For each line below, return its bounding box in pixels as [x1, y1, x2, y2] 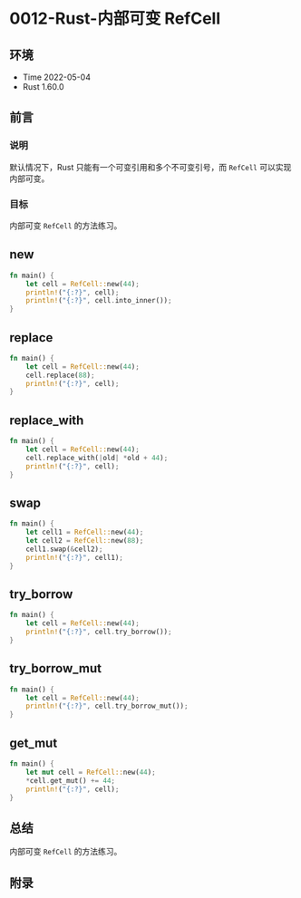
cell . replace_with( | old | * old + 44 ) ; [25, 453, 169, 462]
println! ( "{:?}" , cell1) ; [25, 553, 124, 562]
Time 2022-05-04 [22, 72, 91, 82]
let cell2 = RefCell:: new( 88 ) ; [25, 536, 144, 546]
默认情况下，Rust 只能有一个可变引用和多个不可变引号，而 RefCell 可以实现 [9, 161, 292, 172]
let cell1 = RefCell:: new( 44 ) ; [25, 527, 144, 537]
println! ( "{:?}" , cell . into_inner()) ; [25, 296, 172, 305]
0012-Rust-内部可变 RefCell [9, 8, 221, 29]
